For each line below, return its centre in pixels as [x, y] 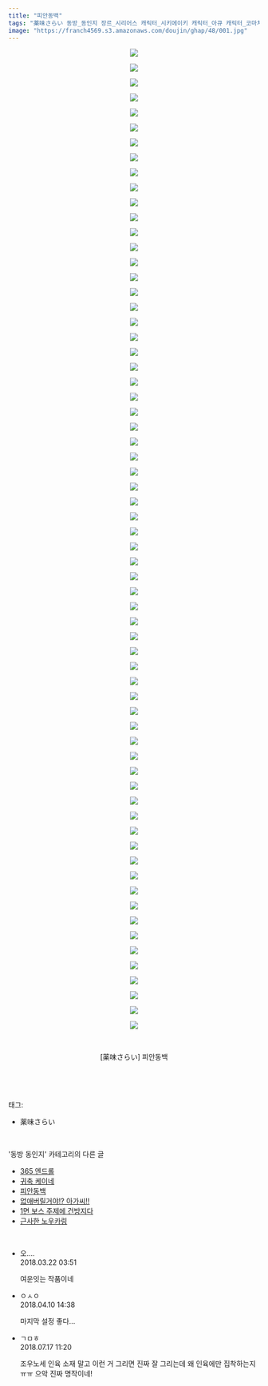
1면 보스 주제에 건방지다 [57, 1211]
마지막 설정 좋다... [47, 1321]
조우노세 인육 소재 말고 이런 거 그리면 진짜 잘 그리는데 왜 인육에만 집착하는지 [138, 1364]
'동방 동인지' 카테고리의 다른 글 [56, 1155]
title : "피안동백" [35, 16]
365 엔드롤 [37, 1171]
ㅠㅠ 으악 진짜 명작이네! [56, 1374]
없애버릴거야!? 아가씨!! [55, 1201]
